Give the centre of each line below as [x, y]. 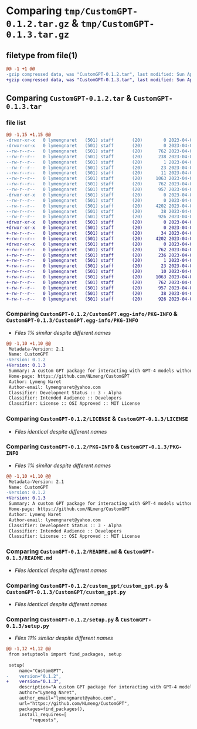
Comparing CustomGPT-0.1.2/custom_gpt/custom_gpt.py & [87, 585]
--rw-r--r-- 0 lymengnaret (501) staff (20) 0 [86, 200]
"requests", [44, 720]
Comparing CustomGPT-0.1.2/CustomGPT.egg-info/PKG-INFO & [92, 314]
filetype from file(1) [42, 55]
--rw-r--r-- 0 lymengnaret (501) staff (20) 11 [86, 173]
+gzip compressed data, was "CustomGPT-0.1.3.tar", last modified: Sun [95, 80]
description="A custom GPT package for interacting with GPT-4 [98, 687]
